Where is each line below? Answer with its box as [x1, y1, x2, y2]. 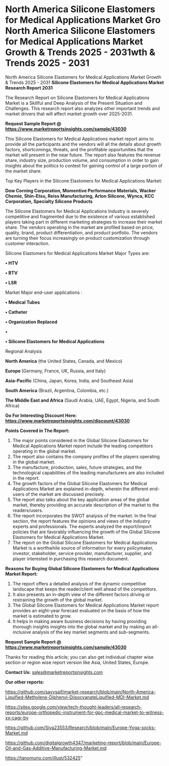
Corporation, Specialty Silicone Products [5, 198, 93, 204]
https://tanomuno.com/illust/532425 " [5, 755, 83, 761]
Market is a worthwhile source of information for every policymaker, [12, 545, 154, 551]
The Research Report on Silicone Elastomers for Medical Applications [5, 95, 150, 101]
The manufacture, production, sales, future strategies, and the [12, 464, 142, 470]
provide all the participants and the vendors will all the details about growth [5, 141, 161, 147]
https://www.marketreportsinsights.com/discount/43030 [5, 417, 130, 423]
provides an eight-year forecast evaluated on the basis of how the [12, 607, 150, 613]
